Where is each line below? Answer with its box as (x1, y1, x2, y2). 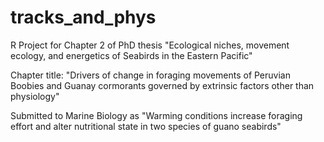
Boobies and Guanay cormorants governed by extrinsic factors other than (10, 79, 315, 91)
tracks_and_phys (10, 6, 157, 29)
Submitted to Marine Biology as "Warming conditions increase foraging (10, 109, 303, 121)
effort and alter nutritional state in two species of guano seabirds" (10, 120, 282, 132)
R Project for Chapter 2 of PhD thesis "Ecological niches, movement (10, 39, 290, 51)
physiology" (10, 90, 60, 102)
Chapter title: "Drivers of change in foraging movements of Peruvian (10, 69, 291, 81)
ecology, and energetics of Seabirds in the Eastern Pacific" (10, 49, 253, 61)
